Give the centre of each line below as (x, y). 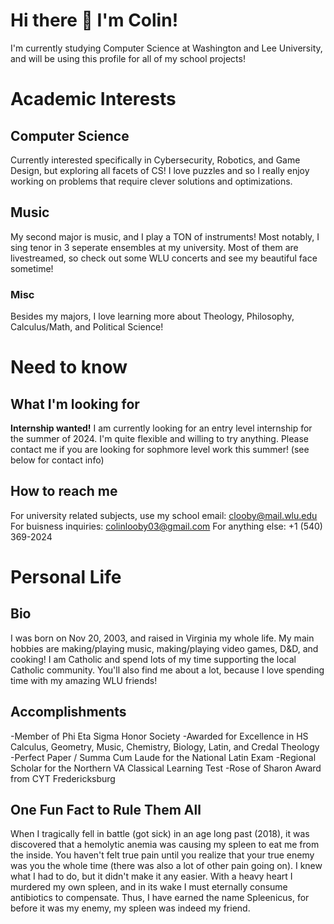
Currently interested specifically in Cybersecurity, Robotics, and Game (155, 160)
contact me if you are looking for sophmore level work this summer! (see (160, 450)
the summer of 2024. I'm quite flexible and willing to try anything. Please (159, 439)
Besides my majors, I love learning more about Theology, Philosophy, (152, 316)
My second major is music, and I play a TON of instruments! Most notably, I (165, 236)
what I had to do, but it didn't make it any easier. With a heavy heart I (151, 876)
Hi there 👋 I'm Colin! (94, 20)
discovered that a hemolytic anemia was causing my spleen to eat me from (165, 845)
